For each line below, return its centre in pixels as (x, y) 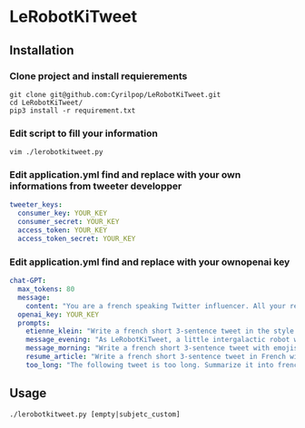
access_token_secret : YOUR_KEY (77, 238)
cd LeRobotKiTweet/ (46, 102)
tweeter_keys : (36, 205)
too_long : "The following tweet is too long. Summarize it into (150, 365)
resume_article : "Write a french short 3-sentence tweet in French (156, 357)
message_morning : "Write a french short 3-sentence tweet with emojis (162, 348)
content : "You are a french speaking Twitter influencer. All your (156, 306)
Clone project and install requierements (98, 76)
